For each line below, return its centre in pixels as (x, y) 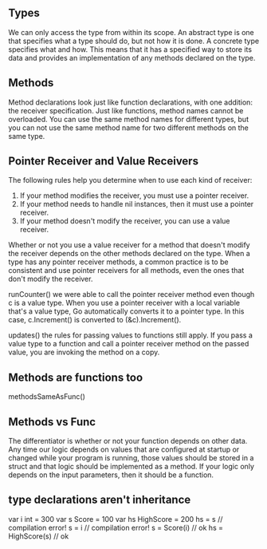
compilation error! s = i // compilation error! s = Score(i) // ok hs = (116, 527)
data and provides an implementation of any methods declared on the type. (132, 57)
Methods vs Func (52, 422)
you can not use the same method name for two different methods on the (129, 128)
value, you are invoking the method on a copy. (84, 352)
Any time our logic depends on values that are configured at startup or (124, 449)
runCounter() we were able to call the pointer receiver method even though (132, 294)
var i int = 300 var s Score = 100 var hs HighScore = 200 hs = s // (116, 519)
